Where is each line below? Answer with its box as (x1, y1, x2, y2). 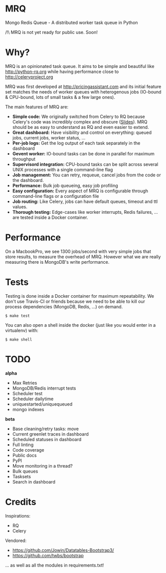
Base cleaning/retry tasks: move (12, 426, 79, 432)
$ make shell (5, 337, 32, 342)
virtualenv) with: (5, 327, 38, 333)
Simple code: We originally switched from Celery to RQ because (12, 113, 146, 119)
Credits (5, 496, 36, 508)
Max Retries (12, 380, 37, 386)
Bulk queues (12, 468, 38, 474)
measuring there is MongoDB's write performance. (5, 259, 110, 265)
